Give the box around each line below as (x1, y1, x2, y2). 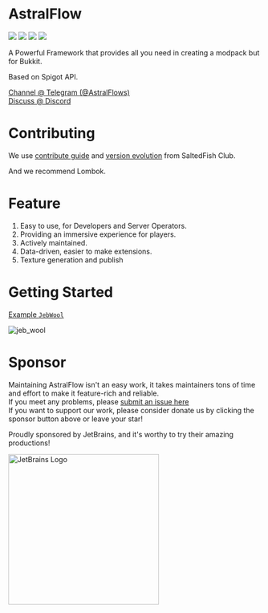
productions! (8, 438, 51, 448)
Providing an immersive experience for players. (19, 229, 177, 239)
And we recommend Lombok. (8, 166, 107, 176)
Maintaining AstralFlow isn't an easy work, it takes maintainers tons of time (8, 380, 256, 389)
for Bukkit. (8, 56, 43, 66)
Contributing (8, 124, 95, 143)
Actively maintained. (19, 237, 88, 247)
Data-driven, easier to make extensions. (19, 246, 152, 256)
